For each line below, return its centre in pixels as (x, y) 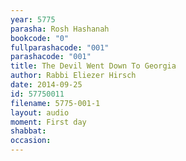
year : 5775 (33, 19)
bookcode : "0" (40, 38)
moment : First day (48, 122)
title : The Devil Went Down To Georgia (93, 66)
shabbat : (28, 131)
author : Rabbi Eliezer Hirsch (73, 76)
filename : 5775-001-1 (55, 103)
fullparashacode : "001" (60, 47)
